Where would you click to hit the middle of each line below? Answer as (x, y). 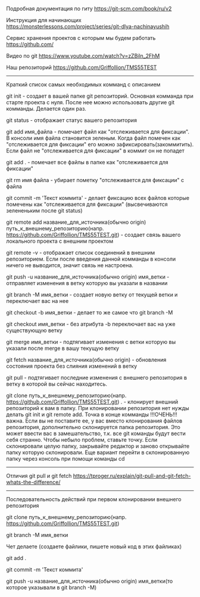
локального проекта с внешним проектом (60, 241)
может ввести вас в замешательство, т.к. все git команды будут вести (96, 433)
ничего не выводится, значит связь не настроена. (70, 265)
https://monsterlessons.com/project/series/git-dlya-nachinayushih (88, 26)
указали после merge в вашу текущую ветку (63, 348)
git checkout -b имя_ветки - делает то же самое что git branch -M (90, 312)
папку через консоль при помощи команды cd (65, 459)
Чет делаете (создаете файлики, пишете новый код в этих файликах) (94, 546)
